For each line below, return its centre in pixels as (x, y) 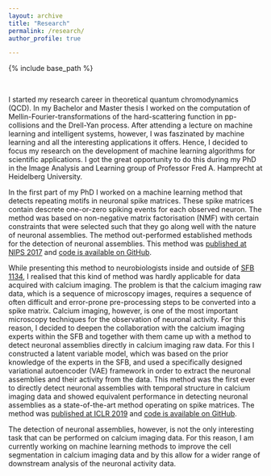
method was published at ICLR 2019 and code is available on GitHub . (123, 414)
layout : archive (35, 16)
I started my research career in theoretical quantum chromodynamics (124, 100)
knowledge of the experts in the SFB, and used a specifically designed (125, 362)
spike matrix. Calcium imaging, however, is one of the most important (123, 311)
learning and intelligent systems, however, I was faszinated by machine (126, 134)
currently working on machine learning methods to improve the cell (120, 447)
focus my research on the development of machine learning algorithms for (132, 151)
